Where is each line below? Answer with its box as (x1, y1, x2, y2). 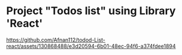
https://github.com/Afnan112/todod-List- (6, 36, 106, 43)
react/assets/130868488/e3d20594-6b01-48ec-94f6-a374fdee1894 (6, 43, 176, 50)
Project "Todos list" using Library (6, 4, 176, 18)
